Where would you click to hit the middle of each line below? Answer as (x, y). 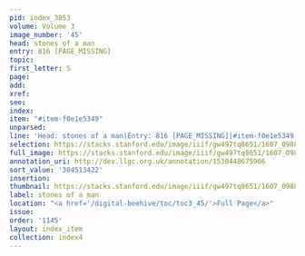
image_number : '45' (46, 34)
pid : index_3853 (40, 18)
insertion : (30, 178)
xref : (20, 94)
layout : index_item (46, 229)
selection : (30, 144)
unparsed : (28, 128)
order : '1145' (36, 220)
